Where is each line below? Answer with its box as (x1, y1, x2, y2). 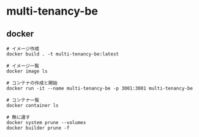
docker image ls (6, 68, 48, 74)
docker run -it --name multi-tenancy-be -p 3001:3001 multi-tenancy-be (6, 85, 193, 91)
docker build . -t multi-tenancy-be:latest (6, 51, 119, 57)
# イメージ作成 (6, 46, 40, 52)
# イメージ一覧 (6, 63, 40, 69)
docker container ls (6, 102, 59, 108)
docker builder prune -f (6, 125, 70, 131)
